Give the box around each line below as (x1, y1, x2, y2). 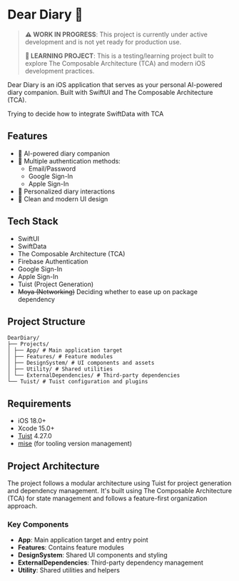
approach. (7, 502, 38, 510)
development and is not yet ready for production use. (24, 37, 182, 46)
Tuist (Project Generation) (17, 280, 94, 288)
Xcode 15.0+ (17, 424, 55, 433)
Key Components (7, 519, 69, 529)
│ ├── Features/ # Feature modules (7, 353, 113, 360)
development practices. (24, 66, 95, 75)
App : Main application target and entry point (17, 535, 148, 545)
